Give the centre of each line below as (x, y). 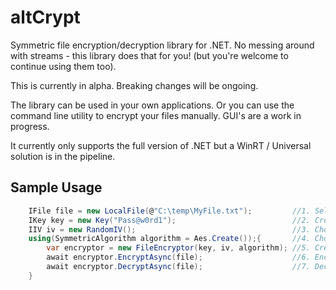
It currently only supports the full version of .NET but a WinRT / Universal (161, 145)
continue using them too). (63, 66)
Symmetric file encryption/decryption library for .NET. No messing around (162, 45)
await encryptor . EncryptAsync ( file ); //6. (178, 257)
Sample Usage (56, 187)
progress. (30, 126)
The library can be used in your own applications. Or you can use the (152, 105)
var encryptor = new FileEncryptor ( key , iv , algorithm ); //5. (178, 248)
